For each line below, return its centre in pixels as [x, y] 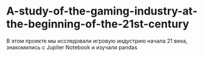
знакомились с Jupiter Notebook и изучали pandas [72, 47]
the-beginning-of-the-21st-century [98, 24]
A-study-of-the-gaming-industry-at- [102, 11]
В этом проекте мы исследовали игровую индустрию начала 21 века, [97, 41]
